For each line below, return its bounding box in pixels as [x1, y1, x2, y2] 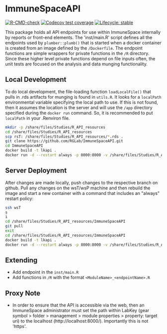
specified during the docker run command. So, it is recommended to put [5, 110, 153, 116]
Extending [5, 256, 38, 264]
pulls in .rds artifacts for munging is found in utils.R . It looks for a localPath [5, 94, 162, 100]
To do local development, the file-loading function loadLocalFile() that [5, 88, 152, 95]
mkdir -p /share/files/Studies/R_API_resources [5, 125, 106, 130]
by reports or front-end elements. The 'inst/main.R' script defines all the [5, 34, 153, 40]
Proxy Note [5, 289, 41, 297]
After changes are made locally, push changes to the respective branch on [5, 179, 158, 185]
